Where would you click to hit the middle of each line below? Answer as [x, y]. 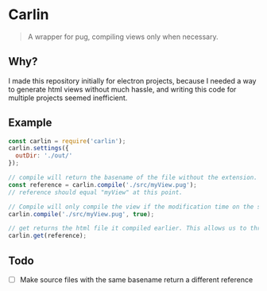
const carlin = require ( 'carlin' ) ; [67, 141]
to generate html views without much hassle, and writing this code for [122, 89]
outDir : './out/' [44, 156]
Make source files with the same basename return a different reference [136, 279]
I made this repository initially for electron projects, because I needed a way [132, 80]
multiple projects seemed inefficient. [68, 98]
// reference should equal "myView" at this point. [95, 192]
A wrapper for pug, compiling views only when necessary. [123, 37]
